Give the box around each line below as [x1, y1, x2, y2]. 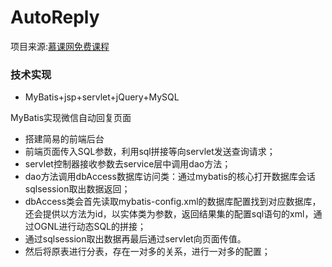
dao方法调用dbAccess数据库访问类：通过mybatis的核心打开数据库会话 [24, 171, 316, 183]
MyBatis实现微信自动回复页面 [10, 112, 132, 124]
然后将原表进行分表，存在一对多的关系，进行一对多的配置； [24, 246, 271, 258]
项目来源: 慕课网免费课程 [10, 40, 110, 52]
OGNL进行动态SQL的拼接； [33, 221, 147, 233]
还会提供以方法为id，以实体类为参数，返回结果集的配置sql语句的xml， [24, 208, 314, 220]
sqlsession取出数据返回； [24, 183, 131, 195]
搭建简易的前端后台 [24, 133, 105, 145]
